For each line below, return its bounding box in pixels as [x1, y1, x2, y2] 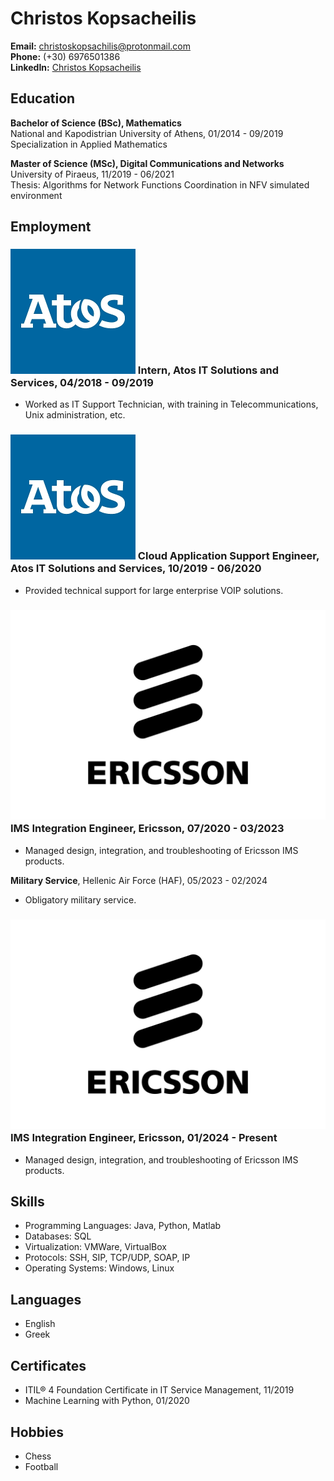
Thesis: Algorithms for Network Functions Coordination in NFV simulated [10, 178, 310, 191]
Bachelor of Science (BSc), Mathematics [10, 117, 182, 129]
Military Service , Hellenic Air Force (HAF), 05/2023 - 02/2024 [10, 874, 268, 886]
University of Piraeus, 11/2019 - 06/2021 [10, 168, 175, 180]
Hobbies [10, 1423, 65, 1441]
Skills [10, 1193, 45, 1211]
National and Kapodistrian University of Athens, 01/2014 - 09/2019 [10, 127, 284, 139]
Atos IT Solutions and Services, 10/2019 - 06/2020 [10, 562, 262, 576]
